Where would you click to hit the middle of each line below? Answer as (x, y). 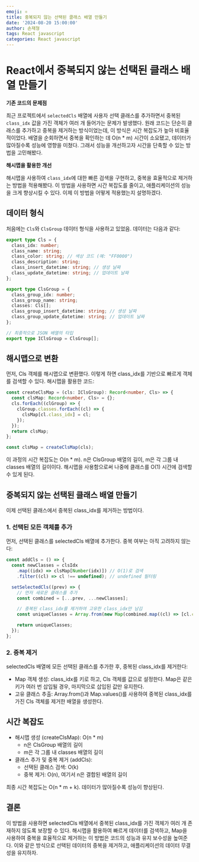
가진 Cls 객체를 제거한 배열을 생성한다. (59, 702)
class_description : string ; (46, 262)
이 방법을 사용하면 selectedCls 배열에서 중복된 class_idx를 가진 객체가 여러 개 (96, 823)
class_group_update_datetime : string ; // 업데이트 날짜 (78, 317)
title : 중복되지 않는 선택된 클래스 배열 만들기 (57, 17)
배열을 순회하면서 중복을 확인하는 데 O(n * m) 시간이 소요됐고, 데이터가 (110, 138)
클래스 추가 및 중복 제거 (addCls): (54, 759)
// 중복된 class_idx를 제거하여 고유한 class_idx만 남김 (80, 609)
